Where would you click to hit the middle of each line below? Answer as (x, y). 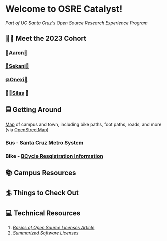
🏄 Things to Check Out (42, 193)
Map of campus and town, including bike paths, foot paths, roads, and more (83, 124)
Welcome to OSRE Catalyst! (64, 9)
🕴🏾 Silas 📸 (17, 93)
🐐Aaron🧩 (16, 53)
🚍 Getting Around (33, 110)
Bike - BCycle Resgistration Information (54, 156)
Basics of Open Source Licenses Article (53, 228)
